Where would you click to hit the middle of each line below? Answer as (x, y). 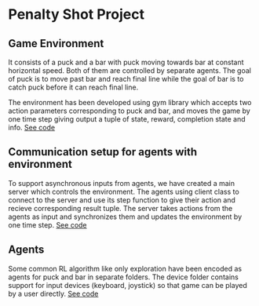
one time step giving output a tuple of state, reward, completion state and (127, 119)
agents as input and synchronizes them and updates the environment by (125, 217)
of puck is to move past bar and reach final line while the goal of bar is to (126, 79)
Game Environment (56, 44)
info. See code (32, 127)
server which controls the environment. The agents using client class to (124, 191)
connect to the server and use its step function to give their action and (122, 200)
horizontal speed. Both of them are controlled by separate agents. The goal (129, 71)
